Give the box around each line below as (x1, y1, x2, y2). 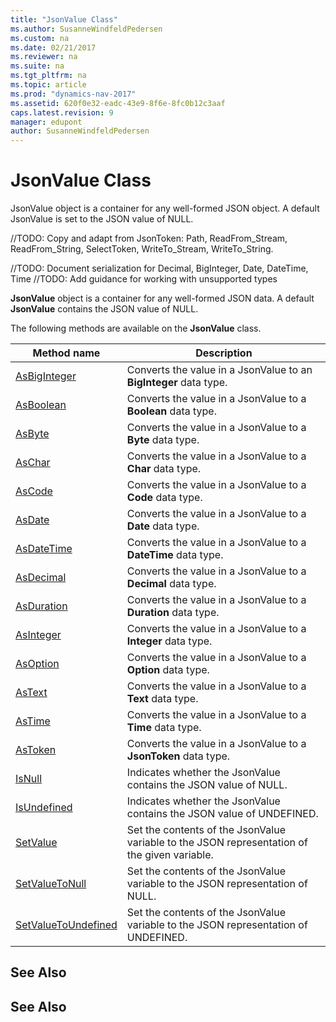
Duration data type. (126, 606, 220, 620)
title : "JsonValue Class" (10, 14, 118, 25)
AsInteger (15, 628, 62, 642)
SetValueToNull (15, 877, 87, 891)
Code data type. (126, 491, 203, 505)
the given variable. (126, 848, 214, 862)
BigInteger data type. (126, 376, 228, 390)
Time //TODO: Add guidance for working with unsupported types (10, 273, 278, 285)
